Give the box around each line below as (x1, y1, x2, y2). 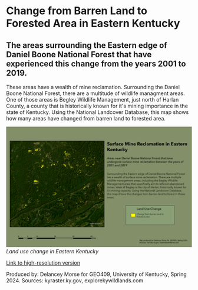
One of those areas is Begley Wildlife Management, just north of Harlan (6, 96, 179, 103)
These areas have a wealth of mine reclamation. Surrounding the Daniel (6, 84, 180, 90)
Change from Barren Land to (6, 4, 147, 18)
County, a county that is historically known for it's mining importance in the (6, 102, 189, 109)
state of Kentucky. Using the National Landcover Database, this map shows (6, 109, 189, 116)
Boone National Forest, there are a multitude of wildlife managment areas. (6, 90, 185, 97)
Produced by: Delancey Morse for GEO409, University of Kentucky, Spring (6, 271, 187, 278)
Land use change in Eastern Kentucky (6, 247, 99, 255)
